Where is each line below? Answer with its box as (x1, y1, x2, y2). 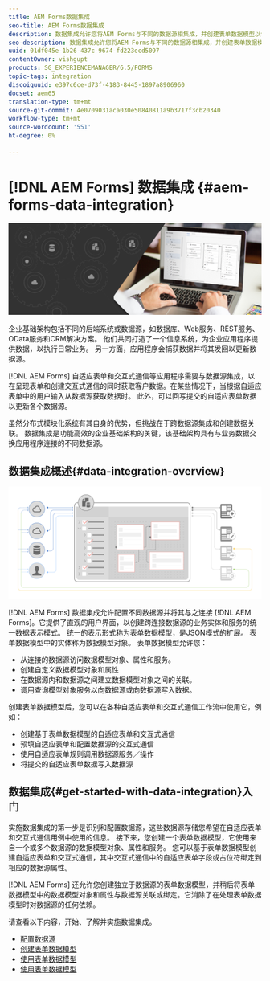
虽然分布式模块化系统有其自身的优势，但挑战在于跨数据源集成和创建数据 (8, 419, 247, 428)
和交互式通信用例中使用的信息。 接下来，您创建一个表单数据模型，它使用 (8, 832, 250, 843)
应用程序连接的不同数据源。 (14, 439, 107, 448)
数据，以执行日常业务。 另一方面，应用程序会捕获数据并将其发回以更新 (14, 344, 250, 354)
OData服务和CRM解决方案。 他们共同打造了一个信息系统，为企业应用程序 (8, 334, 252, 344)
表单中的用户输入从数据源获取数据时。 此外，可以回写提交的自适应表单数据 (8, 391, 257, 401)
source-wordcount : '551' (8, 123, 92, 132)
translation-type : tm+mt (8, 97, 92, 106)
